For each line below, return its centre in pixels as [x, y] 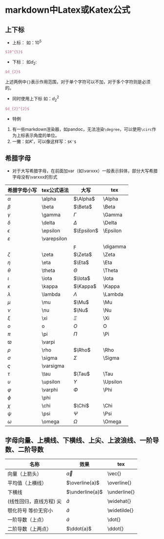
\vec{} [114, 474]
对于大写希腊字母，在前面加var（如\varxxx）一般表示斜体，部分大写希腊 [85, 171]
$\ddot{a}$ [79, 529]
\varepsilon [54, 239]
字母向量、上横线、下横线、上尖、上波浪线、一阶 [79, 440]
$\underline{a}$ [84, 492]
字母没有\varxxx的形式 [35, 177]
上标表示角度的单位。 [38, 135]
